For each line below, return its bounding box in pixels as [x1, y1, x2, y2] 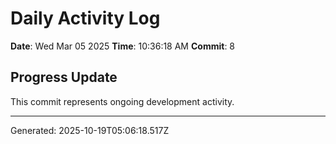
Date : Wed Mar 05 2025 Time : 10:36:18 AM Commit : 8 [10, 40, 236, 52]
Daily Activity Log [10, 7, 161, 30]
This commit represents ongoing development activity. [10, 95, 235, 107]
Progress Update [10, 69, 118, 86]
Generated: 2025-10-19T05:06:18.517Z [10, 124, 170, 136]
